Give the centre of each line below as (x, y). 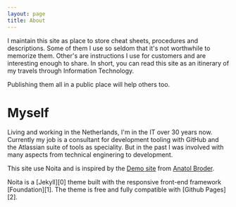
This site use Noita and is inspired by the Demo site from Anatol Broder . (111, 168)
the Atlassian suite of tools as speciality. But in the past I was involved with (116, 147)
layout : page (26, 14)
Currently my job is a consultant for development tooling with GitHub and (113, 140)
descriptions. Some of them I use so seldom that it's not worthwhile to (109, 48)
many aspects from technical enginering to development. (90, 155)
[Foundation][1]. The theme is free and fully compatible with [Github (106, 190)
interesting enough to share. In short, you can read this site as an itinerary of (118, 63)
